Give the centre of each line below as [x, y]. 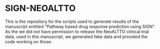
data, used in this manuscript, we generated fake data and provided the [76, 37]
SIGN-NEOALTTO [40, 8]
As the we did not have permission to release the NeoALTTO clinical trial [77, 31]
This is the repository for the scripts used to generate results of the [72, 21]
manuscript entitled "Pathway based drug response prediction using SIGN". [80, 26]
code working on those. [29, 41]
